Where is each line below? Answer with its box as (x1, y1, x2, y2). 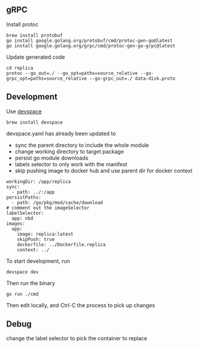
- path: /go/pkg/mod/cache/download (11, 199, 103, 206)
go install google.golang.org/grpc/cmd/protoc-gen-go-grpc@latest (6, 43, 176, 49)
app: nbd (11, 215, 34, 221)
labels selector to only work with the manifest (14, 160, 128, 167)
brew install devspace (6, 119, 63, 125)
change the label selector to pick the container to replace (6, 335, 147, 342)
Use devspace (6, 107, 42, 115)
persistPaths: (6, 194, 42, 200)
